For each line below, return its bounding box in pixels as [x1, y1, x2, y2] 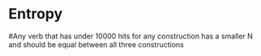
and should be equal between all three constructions [8, 39, 184, 49]
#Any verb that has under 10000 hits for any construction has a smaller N [8, 31, 254, 41]
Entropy [8, 5, 63, 23]
